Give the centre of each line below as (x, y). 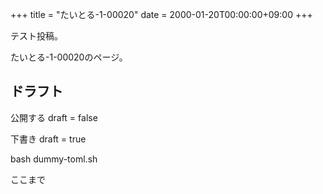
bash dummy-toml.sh (54, 159)
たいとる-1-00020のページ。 (69, 57)
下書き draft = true (48, 139)
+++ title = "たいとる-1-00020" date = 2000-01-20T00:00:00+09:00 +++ (161, 14)
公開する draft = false (54, 117)
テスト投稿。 (36, 36)
